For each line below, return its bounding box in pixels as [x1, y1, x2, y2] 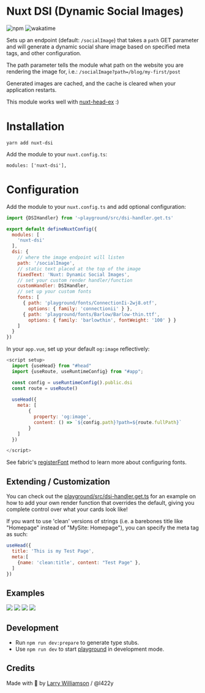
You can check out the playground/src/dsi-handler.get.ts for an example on [6, 493, 196, 500]
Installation [6, 119, 65, 134]
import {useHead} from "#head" [12, 363, 92, 369]
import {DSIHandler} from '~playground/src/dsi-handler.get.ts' [6, 214, 174, 221]
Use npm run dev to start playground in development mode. [15, 645, 165, 653]
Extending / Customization [6, 476, 110, 487]
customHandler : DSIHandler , [17, 283, 89, 289]
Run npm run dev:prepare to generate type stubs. [15, 639, 140, 646]
